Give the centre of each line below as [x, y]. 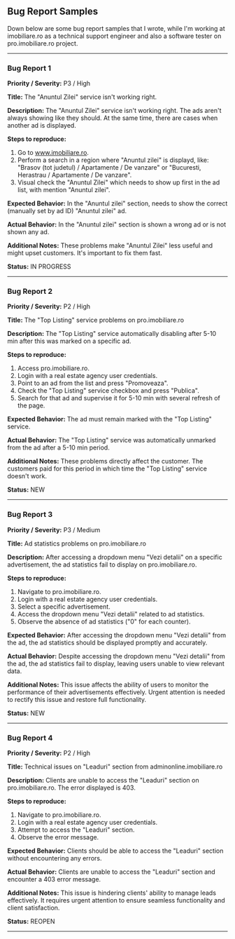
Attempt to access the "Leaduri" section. [76, 830]
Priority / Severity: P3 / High [49, 83]
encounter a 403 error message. [54, 879]
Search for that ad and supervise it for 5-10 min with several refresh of [119, 398]
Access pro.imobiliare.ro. [53, 368]
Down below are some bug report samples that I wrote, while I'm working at [116, 28]
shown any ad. [28, 232]
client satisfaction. [34, 908]
